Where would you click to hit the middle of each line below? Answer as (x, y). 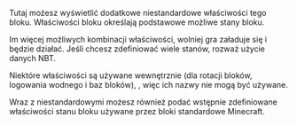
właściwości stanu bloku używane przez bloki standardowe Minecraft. (137, 111)
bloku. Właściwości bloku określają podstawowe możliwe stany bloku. (137, 22)
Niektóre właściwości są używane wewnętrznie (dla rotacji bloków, (131, 75)
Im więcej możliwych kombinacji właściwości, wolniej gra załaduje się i (138, 39)
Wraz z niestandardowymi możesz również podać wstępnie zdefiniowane (143, 102)
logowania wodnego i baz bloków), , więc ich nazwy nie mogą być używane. (148, 85)
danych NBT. (32, 58)
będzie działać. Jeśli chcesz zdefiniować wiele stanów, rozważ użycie (137, 49)
